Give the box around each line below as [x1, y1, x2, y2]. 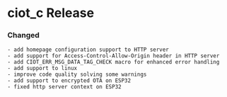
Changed [7, 30, 40, 40]
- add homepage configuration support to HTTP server [7, 46, 170, 54]
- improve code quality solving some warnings [7, 71, 147, 79]
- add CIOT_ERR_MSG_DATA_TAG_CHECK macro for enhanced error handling [7, 59, 220, 66]
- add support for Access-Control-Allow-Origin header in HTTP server [7, 52, 220, 59]
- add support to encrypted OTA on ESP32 [7, 77, 132, 84]
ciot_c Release [7, 5, 94, 21]
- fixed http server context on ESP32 [7, 84, 122, 91]
